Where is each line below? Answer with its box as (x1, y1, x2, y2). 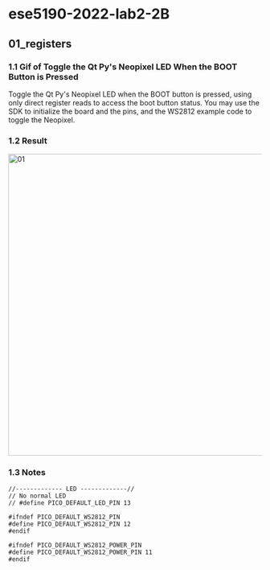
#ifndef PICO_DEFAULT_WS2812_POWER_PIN (8, 541, 142, 550)
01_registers (8, 37, 72, 51)
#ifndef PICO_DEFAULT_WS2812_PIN (8, 513, 121, 522)
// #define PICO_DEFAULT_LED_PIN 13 (8, 499, 131, 507)
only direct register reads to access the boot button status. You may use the (8, 97, 260, 107)
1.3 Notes (8, 467, 46, 478)
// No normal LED (8, 492, 67, 500)
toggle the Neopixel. (8, 114, 76, 125)
